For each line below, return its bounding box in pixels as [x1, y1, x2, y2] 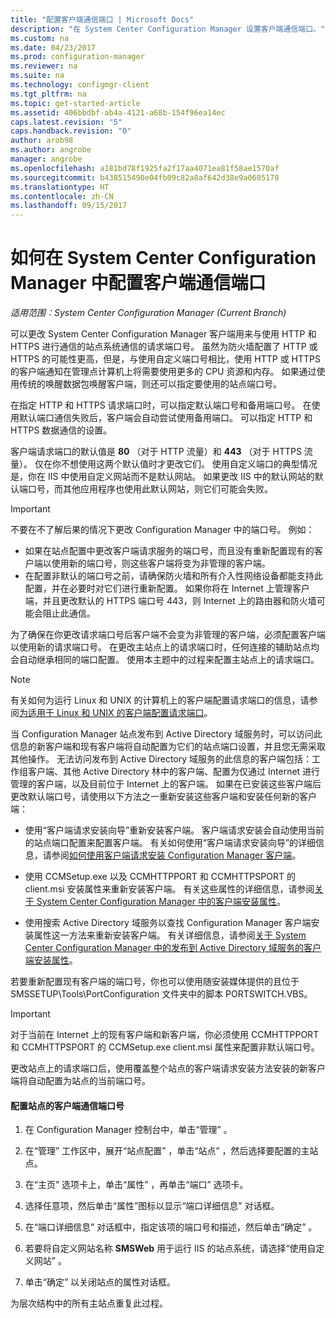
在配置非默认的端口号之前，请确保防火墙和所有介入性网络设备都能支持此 [24, 570, 323, 582]
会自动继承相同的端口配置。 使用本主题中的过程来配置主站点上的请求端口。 [10, 654, 320, 666]
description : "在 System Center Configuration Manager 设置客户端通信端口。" [10, 24, 326, 34]
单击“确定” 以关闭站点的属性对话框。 [24, 1276, 177, 1288]
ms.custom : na [10, 33, 70, 43]
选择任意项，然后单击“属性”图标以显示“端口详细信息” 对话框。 [24, 1200, 280, 1212]
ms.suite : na [10, 71, 65, 81]
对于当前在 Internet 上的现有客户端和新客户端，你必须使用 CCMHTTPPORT [10, 1029, 320, 1041]
